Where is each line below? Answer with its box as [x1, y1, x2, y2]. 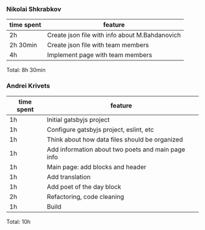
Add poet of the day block [46, 182, 121, 191]
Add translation [46, 173, 91, 181]
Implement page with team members [47, 51, 153, 59]
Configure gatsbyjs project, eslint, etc [46, 125, 154, 134]
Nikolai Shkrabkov [6, 5, 62, 13]
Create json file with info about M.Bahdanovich [47, 31, 181, 40]
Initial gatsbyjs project [46, 115, 110, 124]
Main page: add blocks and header [46, 162, 146, 171]
